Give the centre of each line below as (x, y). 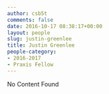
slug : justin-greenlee (39, 39)
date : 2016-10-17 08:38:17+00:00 (55, 26)
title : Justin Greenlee (41, 45)
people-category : (32, 52)
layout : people (29, 33)
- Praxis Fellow (30, 64)
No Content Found (33, 84)
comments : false (30, 20)
